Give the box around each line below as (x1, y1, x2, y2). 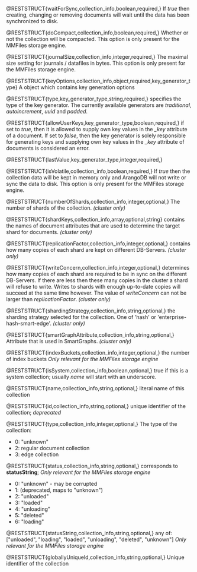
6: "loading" (14, 518, 44, 525)
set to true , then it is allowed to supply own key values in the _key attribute (6, 126, 188, 132)
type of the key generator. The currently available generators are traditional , (6, 102, 192, 109)
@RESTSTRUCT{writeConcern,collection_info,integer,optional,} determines (6, 264, 190, 271)
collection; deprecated (6, 409, 62, 416)
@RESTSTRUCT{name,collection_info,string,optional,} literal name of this (6, 385, 185, 391)
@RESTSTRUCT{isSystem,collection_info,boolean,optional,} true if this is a (6, 367, 189, 374)
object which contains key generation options (23, 84, 135, 91)
